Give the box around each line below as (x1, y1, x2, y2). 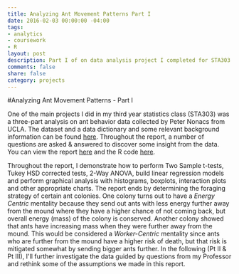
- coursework (7, 37, 46, 44)
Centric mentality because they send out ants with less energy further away (7, 199, 230, 208)
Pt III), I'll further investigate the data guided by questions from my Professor (7, 252, 232, 260)
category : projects (7, 76, 65, 84)
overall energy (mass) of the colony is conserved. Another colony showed (7, 214, 224, 223)
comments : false (7, 63, 55, 70)
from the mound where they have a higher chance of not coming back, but (7, 207, 226, 216)
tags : (7, 23, 23, 31)
